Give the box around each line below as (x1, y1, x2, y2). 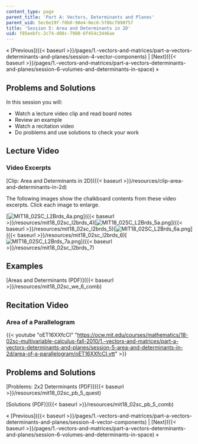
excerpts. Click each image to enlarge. (6, 201, 100, 208)
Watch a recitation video (14, 122, 74, 129)
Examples (6, 261, 43, 271)
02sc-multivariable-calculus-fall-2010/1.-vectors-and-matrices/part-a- (6, 338, 179, 345)
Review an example (14, 116, 62, 123)
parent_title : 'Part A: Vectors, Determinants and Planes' (6, 14, 155, 20)
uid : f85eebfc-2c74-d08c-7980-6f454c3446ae (6, 31, 115, 37)
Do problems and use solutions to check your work (14, 128, 139, 136)
